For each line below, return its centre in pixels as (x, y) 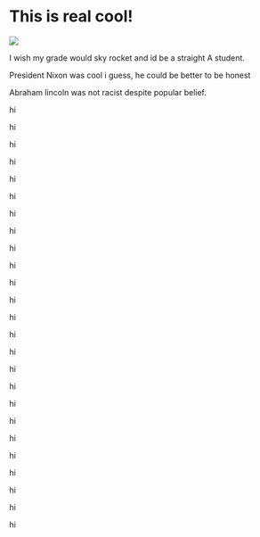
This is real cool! (71, 17)
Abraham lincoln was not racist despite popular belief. (108, 92)
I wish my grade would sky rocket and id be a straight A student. (127, 58)
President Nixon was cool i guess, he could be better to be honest (130, 75)
